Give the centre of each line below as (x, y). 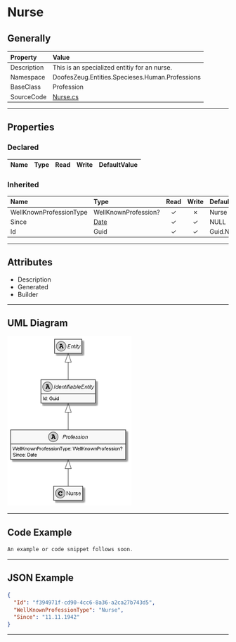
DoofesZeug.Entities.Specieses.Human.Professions (127, 77)
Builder (28, 294)
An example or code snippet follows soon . (70, 550)
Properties (31, 127)
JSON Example (40, 578)
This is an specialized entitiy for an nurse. (112, 67)
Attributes (30, 262)
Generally (29, 38)
